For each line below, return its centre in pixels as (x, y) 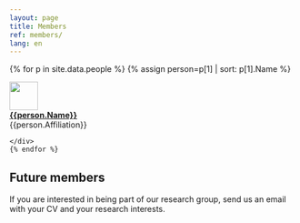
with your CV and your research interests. (87, 209)
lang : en (26, 43)
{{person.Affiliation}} (49, 125)
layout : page (34, 18)
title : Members (38, 26)
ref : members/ (36, 35)
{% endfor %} (34, 150)
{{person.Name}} (43, 116)
